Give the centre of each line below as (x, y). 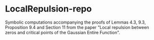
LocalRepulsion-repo (48, 9)
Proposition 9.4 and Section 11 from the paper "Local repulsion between (77, 27)
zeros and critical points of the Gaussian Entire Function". (63, 32)
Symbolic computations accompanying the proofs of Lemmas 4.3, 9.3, (76, 22)
